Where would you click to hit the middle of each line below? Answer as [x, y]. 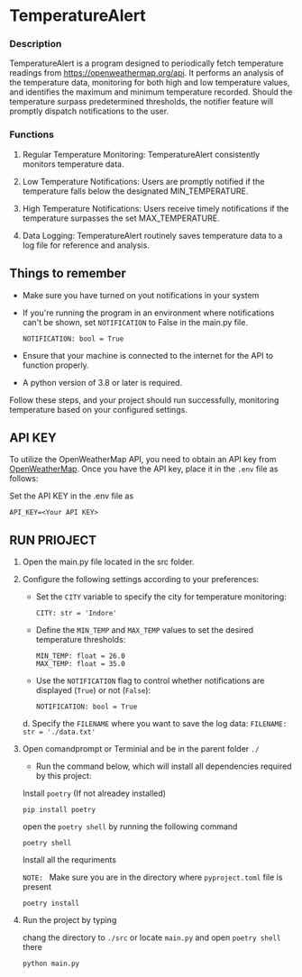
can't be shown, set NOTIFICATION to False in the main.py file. [135, 322]
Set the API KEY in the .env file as [72, 496]
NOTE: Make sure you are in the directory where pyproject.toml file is [152, 877]
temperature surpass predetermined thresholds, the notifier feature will [141, 102]
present [37, 887]
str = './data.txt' [59, 732]
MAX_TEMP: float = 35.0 [81, 664]
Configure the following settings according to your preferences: [141, 580]
